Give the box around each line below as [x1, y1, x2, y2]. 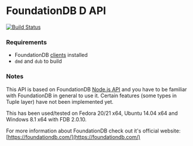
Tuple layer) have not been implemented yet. [6, 98, 114, 105]
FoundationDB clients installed [14, 52, 88, 59]
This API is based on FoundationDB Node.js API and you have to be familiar [6, 86, 187, 93]
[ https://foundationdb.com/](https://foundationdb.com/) [6, 133, 140, 140]
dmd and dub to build [14, 57, 63, 65]
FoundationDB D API [6, 4, 106, 18]
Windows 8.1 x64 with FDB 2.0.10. [6, 116, 87, 123]
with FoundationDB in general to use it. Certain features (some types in [6, 92, 177, 99]
